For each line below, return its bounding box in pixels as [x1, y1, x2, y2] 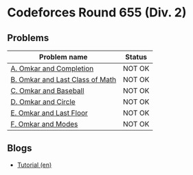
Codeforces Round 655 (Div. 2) [7, 5, 187, 21]
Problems [7, 32, 49, 44]
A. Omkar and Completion [10, 64, 94, 73]
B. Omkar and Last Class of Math [10, 75, 117, 84]
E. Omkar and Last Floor [10, 108, 88, 118]
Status [125, 53, 148, 62]
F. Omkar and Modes [10, 120, 78, 129]
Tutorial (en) [16, 161, 52, 169]
